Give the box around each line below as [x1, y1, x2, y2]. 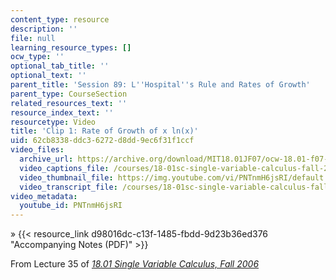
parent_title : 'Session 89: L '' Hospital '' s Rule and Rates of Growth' [10, 80, 311, 90]
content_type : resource [10, 14, 110, 25]
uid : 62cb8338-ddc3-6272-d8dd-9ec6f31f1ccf [10, 136, 195, 146]
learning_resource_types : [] [10, 42, 132, 53]
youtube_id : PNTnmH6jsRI [19, 201, 123, 211]
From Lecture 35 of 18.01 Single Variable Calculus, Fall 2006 [10, 258, 260, 270]
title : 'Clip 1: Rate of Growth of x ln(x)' [10, 126, 199, 136]
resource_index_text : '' [10, 107, 114, 118]
